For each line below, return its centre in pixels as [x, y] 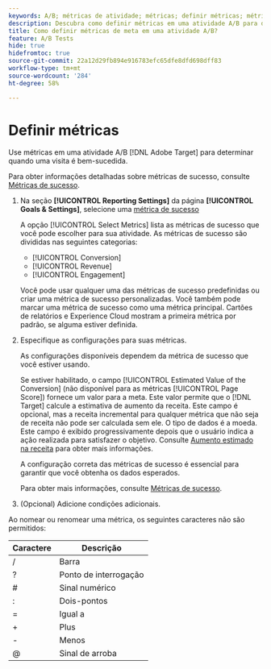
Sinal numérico [88, 588]
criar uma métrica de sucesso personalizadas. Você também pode [130, 299]
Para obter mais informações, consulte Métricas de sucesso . [121, 488]
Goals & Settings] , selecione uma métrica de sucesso [109, 210]
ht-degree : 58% [34, 83]
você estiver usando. [55, 364]
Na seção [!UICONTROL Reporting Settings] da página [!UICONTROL [137, 201]
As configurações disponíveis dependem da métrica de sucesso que [134, 356]
